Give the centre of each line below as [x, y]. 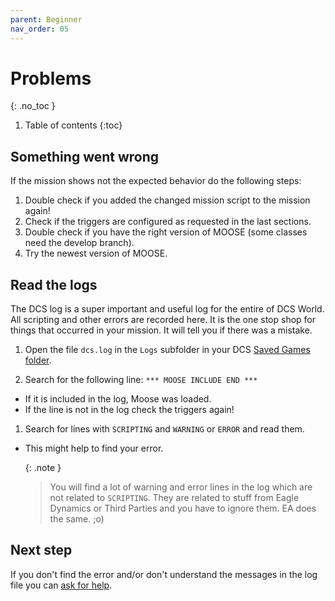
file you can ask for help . [61, 585]
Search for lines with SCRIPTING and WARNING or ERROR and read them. [164, 429]
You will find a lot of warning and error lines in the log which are [181, 487]
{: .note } [43, 468]
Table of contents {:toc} [73, 125]
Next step [41, 550]
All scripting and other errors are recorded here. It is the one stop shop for [163, 320]
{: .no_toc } [33, 106]
